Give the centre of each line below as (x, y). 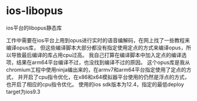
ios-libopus (35, 11)
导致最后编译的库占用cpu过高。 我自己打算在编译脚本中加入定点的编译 (96, 55)
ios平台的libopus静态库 (34, 28)
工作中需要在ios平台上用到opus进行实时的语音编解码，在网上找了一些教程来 (98, 40)
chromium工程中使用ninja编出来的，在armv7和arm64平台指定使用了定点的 (96, 69)
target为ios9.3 (23, 92)
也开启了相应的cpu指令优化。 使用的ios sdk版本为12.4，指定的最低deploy (95, 84)
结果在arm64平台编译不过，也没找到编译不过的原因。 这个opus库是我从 (103, 62)
